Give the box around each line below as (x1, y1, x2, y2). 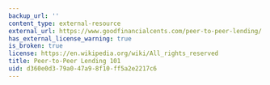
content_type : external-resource (8, 19, 121, 28)
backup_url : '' (8, 11, 60, 20)
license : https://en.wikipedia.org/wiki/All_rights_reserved (8, 49, 219, 57)
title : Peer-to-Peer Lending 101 (8, 57, 121, 66)
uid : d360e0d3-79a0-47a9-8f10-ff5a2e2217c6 (8, 65, 158, 73)
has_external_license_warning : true (8, 34, 132, 43)
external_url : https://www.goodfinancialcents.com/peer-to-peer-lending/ (8, 27, 263, 35)
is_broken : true (8, 42, 63, 50)
